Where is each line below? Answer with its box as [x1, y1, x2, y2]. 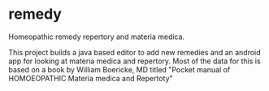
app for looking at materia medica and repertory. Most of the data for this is [8, 56, 262, 66]
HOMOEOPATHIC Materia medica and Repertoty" [8, 73, 173, 83]
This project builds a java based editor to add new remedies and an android [8, 47, 262, 57]
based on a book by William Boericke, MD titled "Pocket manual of [8, 64, 231, 74]
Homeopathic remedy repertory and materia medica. [8, 32, 185, 41]
